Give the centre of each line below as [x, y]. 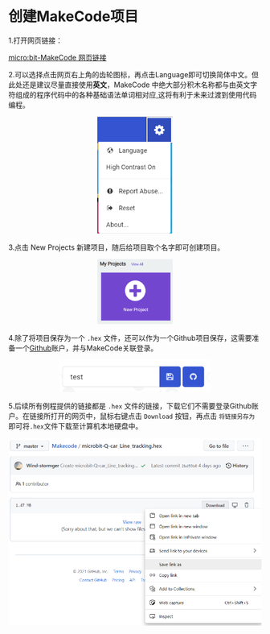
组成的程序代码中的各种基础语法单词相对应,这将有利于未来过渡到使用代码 [136, 94]
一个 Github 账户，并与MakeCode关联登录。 [86, 348]
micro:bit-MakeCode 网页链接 [57, 57]
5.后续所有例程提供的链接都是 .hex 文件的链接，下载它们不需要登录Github [130, 406]
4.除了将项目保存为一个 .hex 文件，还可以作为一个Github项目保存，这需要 [130, 338]
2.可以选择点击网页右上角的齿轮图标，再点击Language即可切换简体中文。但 [134, 74]
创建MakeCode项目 [74, 17]
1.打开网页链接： [35, 40]
